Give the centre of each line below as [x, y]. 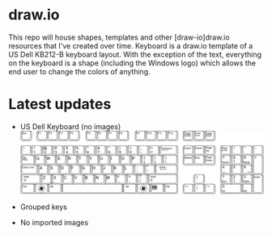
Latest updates [60, 105]
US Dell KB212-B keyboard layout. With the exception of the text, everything [135, 54]
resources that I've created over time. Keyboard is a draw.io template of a [131, 45]
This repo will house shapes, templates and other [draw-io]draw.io [119, 37]
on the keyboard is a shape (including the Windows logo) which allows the [132, 63]
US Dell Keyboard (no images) [70, 126]
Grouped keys [43, 207]
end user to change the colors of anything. [80, 71]
